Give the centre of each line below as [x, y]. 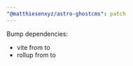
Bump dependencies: [37, 34]
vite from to [33, 47]
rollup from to [36, 55]
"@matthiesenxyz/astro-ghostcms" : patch [66, 14]
